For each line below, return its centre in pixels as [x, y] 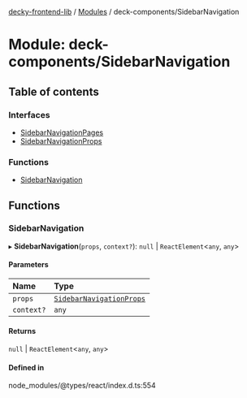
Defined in [26, 367]
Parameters [28, 265]
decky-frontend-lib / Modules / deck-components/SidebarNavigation [124, 12]
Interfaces [29, 115]
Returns [22, 331]
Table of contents [54, 91]
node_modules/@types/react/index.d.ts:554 [82, 386]
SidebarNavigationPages [62, 132]
